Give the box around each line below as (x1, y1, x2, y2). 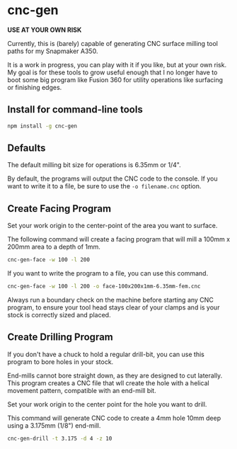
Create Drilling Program (7, 331, 113, 343)
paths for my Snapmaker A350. (7, 47, 98, 55)
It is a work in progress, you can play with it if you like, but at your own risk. (7, 60, 227, 69)
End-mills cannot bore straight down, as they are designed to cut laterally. (7, 371, 223, 380)
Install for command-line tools (7, 103, 143, 115)
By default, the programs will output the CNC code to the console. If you (7, 174, 218, 183)
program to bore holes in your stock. (7, 357, 114, 366)
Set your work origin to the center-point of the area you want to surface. (7, 222, 218, 230)
